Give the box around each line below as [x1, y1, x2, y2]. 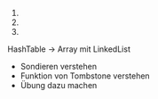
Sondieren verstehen [20, 62, 98, 71]
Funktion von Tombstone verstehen [20, 70, 151, 81]
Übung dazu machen [20, 80, 98, 90]
